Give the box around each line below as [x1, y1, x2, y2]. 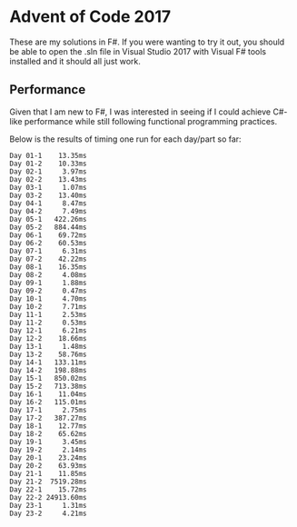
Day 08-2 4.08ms [9, 270, 88, 279]
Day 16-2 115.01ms [9, 397, 88, 406]
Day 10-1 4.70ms [9, 293, 88, 303]
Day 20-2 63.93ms [9, 461, 88, 470]
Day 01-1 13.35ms [9, 151, 88, 160]
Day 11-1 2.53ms [9, 310, 88, 319]
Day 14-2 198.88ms [9, 365, 88, 374]
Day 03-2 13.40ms [9, 191, 88, 200]
